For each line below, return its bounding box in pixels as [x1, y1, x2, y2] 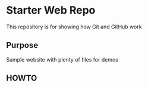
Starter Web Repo [6, 4, 96, 17]
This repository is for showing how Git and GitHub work [6, 23, 142, 30]
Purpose [6, 40, 39, 50]
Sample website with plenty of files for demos [6, 56, 119, 63]
